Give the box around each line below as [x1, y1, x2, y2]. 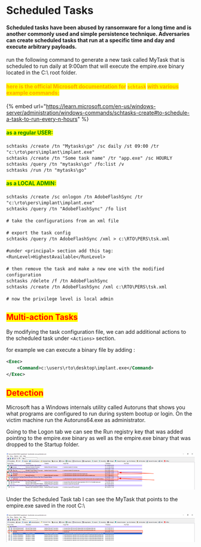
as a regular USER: [6, 129, 53, 136]
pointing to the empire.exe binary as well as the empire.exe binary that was [6, 435, 191, 442]
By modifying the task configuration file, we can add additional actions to [6, 328, 187, 335]
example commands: [6, 89, 60, 96]
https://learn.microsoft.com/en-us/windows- [45, 103, 156, 110]
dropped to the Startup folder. [6, 441, 80, 448]
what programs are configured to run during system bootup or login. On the [6, 410, 193, 417]
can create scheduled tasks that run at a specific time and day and [6, 37, 175, 44]
